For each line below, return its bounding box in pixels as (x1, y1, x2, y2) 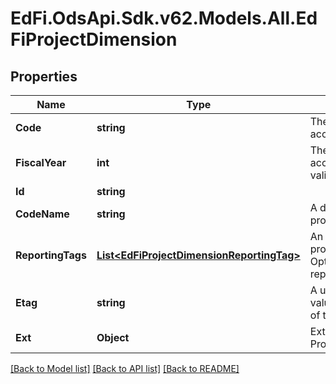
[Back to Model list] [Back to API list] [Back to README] (10, 363, 240, 374)
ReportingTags (15, 248, 87, 262)
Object (96, 331, 130, 344)
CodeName (15, 207, 70, 221)
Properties (10, 68, 78, 85)
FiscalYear (15, 156, 67, 169)
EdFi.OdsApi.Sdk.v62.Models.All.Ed (10, 7, 318, 30)
